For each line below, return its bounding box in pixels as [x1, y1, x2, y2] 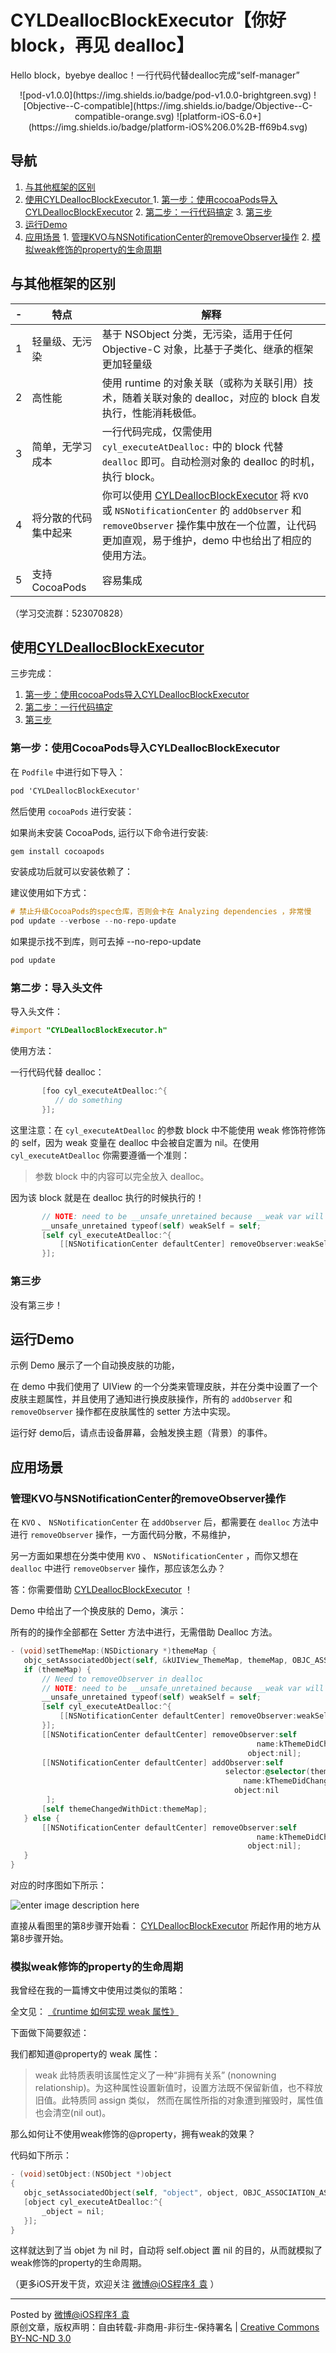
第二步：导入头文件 [10, 981, 103, 995]
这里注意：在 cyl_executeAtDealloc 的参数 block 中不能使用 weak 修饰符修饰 [10, 1124, 326, 1136]
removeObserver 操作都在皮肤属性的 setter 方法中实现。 [10, 1406, 237, 1418]
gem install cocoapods [10, 846, 105, 856]
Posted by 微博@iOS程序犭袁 [10, 2309, 130, 2321]
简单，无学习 [31, 439, 93, 453]
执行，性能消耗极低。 [101, 406, 203, 420]
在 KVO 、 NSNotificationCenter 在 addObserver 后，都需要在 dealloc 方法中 [10, 1516, 320, 1528]
